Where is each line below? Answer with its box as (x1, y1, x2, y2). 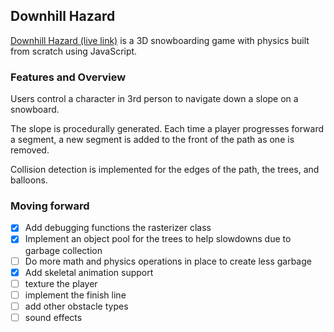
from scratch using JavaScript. (10, 45, 138, 57)
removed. (10, 144, 50, 156)
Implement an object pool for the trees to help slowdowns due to (24, 233, 292, 245)
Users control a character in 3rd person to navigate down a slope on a (10, 93, 299, 105)
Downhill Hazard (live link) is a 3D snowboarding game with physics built (10, 34, 310, 46)
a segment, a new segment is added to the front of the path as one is (10, 134, 295, 146)
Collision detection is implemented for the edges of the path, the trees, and (10, 164, 320, 176)
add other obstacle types (24, 300, 129, 312)
